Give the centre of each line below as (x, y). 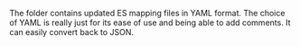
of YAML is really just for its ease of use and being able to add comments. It (150, 23)
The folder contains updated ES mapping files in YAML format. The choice (147, 13)
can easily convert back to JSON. (71, 32)
